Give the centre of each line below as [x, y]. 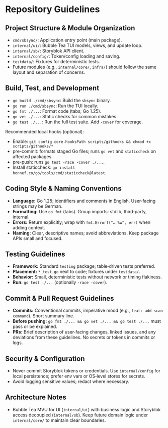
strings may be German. [37, 206]
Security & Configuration [45, 359]
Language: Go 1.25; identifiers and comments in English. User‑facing [84, 201]
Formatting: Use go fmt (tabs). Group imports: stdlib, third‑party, [79, 211]
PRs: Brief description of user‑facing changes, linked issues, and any [84, 332]
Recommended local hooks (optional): [45, 131]
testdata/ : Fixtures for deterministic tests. [56, 61]
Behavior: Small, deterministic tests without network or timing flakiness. [87, 277]
